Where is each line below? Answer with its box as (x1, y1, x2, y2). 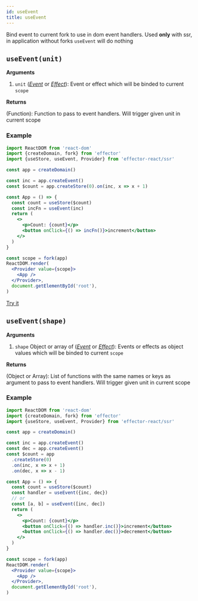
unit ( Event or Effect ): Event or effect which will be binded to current (14, 80, 184, 87)
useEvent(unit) (6, 55, 63, 63)
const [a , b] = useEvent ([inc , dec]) (11, 501, 106, 507)
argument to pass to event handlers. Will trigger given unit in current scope (6, 379, 191, 386)
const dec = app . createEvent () (6, 446, 84, 452)
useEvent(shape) (6, 317, 67, 325)
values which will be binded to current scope (14, 349, 123, 357)
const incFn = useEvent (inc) (11, 205, 84, 212)
